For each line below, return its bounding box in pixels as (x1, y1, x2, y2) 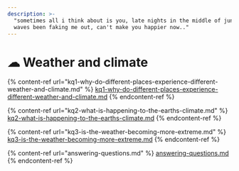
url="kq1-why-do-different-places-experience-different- (53, 77, 218, 86)
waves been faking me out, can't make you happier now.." (14, 23, 190, 31)
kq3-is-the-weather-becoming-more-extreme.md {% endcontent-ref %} (7, 136, 221, 144)
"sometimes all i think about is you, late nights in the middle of (14, 17, 221, 24)
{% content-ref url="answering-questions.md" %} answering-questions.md (7, 149, 229, 158)
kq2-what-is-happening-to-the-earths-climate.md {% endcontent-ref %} (7, 114, 222, 123)
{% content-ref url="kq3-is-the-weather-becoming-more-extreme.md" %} (7, 128, 226, 136)
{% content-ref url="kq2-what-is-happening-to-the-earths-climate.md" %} (7, 106, 228, 115)
